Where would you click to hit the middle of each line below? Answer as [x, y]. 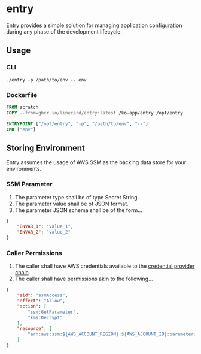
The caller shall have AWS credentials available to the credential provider [105, 266]
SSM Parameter [29, 184]
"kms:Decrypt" [45, 317]
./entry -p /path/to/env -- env [46, 80]
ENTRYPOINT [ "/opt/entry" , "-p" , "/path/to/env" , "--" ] [77, 124]
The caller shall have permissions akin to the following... [84, 279]
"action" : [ [32, 306]
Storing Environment [45, 148]
